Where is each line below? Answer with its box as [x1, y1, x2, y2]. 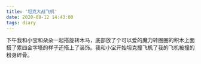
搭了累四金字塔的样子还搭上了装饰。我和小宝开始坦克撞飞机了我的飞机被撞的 [6, 44, 195, 51]
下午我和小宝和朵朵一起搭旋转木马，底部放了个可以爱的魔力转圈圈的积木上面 [6, 37, 195, 44]
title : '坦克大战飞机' [6, 8, 57, 15]
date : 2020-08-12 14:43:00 [6, 14, 74, 20]
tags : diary [6, 20, 36, 25]
